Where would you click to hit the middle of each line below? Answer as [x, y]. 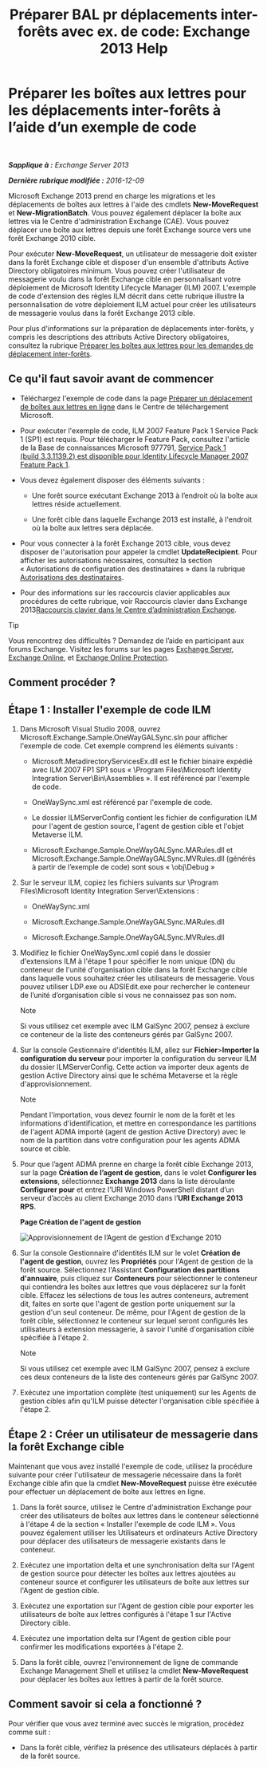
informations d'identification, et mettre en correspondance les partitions [138, 1123]
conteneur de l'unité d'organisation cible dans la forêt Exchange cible [133, 969]
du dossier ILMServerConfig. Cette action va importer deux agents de [134, 1067]
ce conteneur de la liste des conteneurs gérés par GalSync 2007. [126, 1034]
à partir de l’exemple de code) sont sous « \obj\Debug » [123, 866]
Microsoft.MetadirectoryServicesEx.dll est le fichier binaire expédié [142, 761]
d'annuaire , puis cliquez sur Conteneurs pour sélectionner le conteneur [138, 1278]
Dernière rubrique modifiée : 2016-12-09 [77, 180]
